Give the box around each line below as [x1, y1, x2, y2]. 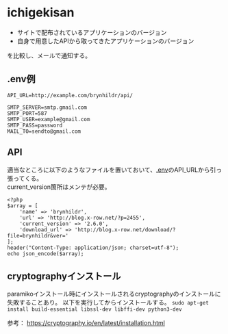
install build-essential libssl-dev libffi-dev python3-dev [7, 306, 183, 313]
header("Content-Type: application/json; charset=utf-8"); [7, 244, 179, 251]
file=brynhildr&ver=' [7, 232, 69, 239]
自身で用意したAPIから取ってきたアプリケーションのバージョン [16, 36, 194, 45]
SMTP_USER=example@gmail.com [7, 116, 90, 123]
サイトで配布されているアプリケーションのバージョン [16, 28, 167, 36]
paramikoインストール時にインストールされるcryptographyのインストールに [7, 290, 221, 298]
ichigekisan [7, 5, 75, 21]
